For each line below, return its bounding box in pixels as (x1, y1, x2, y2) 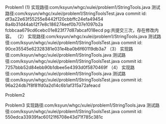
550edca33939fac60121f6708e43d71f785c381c (5, 114, 103, 120)
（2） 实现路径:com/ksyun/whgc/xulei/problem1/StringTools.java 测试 (14, 34, 157, 39)
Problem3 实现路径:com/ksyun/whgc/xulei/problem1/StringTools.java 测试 (5, 102, 156, 108)
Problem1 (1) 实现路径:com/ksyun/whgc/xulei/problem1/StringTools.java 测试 (5, 4, 161, 10)
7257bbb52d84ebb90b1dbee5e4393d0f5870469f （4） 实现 (5, 64, 130, 70)
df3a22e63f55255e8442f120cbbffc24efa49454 (5, 16, 104, 22)
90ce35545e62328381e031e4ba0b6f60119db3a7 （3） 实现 (5, 46, 129, 52)
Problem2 (5, 92, 25, 98)
